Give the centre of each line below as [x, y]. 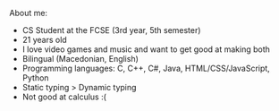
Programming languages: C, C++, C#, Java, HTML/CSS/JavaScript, [146, 68]
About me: [28, 13]
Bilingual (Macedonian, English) [80, 59]
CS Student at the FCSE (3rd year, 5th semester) [111, 30]
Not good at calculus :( [64, 97]
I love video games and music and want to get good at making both [146, 49]
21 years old [44, 40]
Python [35, 78]
